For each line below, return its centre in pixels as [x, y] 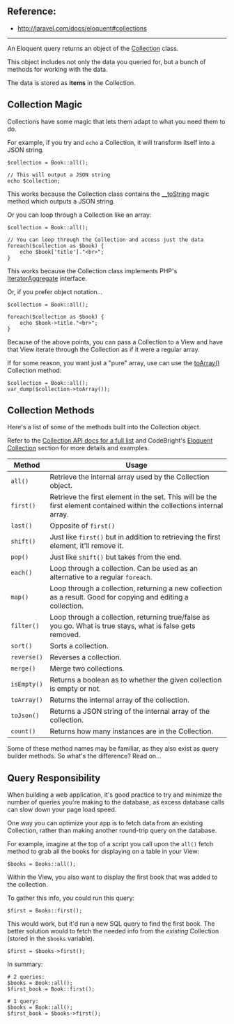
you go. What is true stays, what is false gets [123, 626]
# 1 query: [23, 1002]
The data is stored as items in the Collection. [71, 82]
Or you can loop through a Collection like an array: [79, 215]
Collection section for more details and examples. [78, 448]
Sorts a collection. [79, 646]
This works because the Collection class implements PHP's [92, 270]
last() [22, 526]
